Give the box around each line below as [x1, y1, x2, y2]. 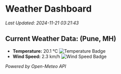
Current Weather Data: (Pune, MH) [5, 34, 116, 43]
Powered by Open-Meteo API [5, 63, 67, 69]
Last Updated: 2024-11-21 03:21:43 [5, 20, 79, 26]
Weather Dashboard [5, 3, 92, 15]
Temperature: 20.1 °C [12, 48, 58, 54]
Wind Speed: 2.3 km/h [12, 53, 61, 59]
